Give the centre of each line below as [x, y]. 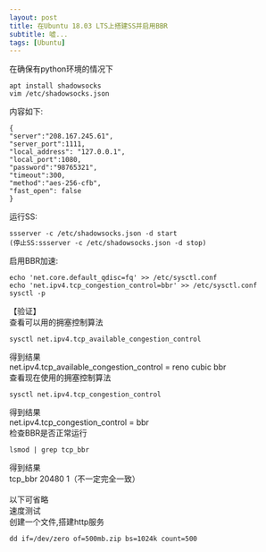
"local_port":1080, [46, 160]
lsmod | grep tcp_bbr [50, 450]
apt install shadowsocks [55, 86]
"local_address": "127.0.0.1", [67, 152]
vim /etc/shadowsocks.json [59, 94]
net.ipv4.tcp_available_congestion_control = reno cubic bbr [118, 367]
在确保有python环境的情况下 [61, 69]
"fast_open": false [46, 191]
